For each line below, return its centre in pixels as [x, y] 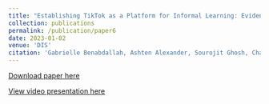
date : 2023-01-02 [37, 38]
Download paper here [44, 76]
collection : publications [51, 23]
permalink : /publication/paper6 [62, 30]
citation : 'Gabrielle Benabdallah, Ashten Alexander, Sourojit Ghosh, [128, 53]
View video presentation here [57, 91]
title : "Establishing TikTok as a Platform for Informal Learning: [123, 16]
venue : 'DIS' [30, 46]
